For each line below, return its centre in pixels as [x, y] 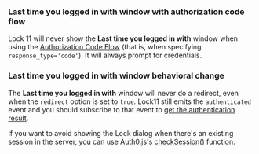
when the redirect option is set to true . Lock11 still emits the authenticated [130, 101]
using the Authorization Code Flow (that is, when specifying [105, 47]
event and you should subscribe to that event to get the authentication [122, 109]
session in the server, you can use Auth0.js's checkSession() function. [122, 141]
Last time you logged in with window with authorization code [126, 12]
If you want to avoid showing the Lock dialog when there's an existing [121, 133]
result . [18, 118]
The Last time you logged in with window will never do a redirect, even [124, 93]
